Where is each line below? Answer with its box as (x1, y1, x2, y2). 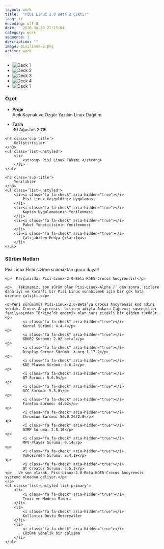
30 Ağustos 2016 (12, 126, 47, 132)
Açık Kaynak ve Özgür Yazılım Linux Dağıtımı (12, 111, 103, 117)
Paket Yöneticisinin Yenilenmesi (23, 222, 91, 227)
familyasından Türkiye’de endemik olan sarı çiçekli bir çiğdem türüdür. (5, 311, 160, 316)
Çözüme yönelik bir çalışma (23, 531, 80, 536)
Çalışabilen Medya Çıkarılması (23, 235, 87, 240)
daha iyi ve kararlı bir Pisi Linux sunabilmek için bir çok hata (5, 289, 144, 294)
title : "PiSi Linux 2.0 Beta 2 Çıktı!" (5, 12, 89, 17)
